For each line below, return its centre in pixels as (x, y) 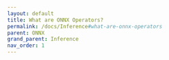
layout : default (30, 13)
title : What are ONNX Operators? (55, 20)
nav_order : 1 (26, 46)
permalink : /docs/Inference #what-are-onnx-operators (85, 26)
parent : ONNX (26, 33)
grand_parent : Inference (43, 39)
